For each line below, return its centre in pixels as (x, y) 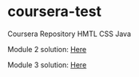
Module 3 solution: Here (47, 65)
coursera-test (54, 12)
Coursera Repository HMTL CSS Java (69, 34)
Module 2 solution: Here (47, 49)
